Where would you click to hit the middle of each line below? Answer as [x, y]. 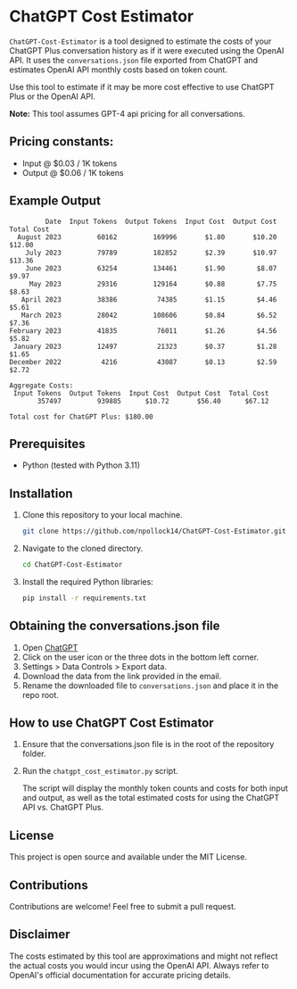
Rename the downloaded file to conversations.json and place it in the [150, 686]
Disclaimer [40, 935]
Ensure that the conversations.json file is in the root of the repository [148, 744]
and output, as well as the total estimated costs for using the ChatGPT [151, 798]
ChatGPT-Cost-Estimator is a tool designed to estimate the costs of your [140, 41]
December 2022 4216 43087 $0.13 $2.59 [143, 362]
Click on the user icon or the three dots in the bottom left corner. [140, 657]
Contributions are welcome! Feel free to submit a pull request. [123, 907]
